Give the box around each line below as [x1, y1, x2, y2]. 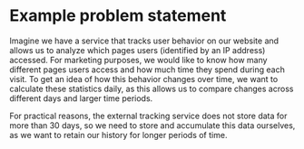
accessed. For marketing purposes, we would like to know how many [9, 54, 268, 65]
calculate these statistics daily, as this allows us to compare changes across [9, 83, 294, 94]
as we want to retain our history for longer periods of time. [9, 129, 228, 140]
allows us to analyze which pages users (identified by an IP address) [9, 44, 266, 55]
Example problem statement [9, 5, 227, 26]
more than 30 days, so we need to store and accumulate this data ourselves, [9, 119, 296, 131]
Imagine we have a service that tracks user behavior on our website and [9, 35, 279, 46]
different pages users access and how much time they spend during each [9, 64, 286, 75]
